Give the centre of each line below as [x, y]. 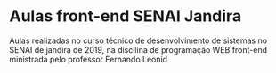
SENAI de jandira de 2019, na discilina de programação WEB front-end [138, 49]
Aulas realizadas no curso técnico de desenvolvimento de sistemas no [138, 40]
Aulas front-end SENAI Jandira [126, 16]
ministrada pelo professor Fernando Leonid [88, 59]
